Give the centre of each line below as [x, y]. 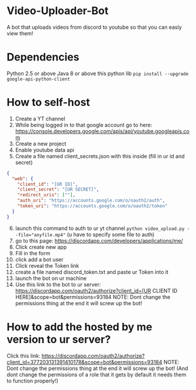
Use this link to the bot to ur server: [58, 284]
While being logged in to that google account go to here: [84, 125]
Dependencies [43, 57]
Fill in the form [33, 253]
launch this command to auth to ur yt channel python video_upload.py [100, 228]
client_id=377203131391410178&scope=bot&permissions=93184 [84, 362]
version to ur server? [59, 339]
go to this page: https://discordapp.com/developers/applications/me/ [99, 241]
